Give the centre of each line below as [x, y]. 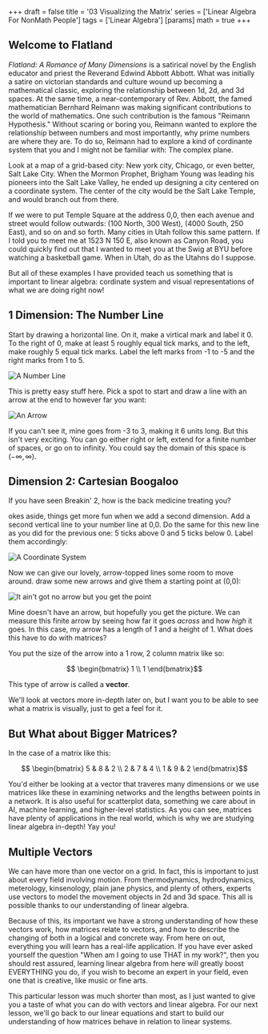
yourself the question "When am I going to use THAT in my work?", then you [134, 955]
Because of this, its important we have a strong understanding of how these [133, 921]
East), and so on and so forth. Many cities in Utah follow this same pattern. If [134, 232]
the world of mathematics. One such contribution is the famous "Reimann [129, 115]
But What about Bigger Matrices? [93, 734]
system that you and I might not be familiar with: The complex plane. [121, 149]
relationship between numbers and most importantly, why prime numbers [129, 132]
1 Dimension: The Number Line [86, 315]
